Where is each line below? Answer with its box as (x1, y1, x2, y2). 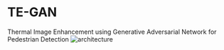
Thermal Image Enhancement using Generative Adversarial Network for (7, 27, 217, 36)
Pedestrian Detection (7, 35, 70, 43)
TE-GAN (7, 4, 58, 20)
